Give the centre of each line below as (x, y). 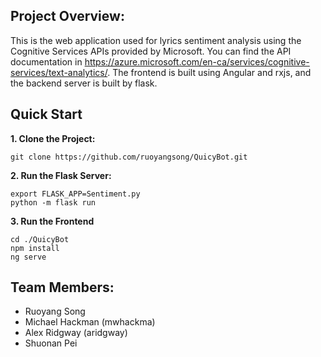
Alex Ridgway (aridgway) (76, 333)
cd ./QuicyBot (40, 239)
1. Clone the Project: (53, 138)
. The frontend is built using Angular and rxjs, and (209, 72)
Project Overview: (67, 16)
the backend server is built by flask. (84, 83)
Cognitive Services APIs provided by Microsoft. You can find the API (151, 51)
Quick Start (46, 114)
